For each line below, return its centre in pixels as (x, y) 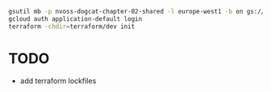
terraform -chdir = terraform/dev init (72, 26)
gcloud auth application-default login (75, 19)
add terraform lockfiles (58, 81)
